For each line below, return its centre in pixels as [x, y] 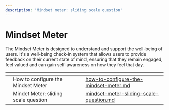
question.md [100, 100]
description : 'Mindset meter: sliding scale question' [64, 10]
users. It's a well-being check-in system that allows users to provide [76, 54]
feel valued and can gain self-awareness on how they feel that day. [75, 65]
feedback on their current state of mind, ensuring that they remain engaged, [84, 59]
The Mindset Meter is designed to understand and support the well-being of [84, 49]
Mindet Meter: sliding [38, 93]
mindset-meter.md [108, 85]
